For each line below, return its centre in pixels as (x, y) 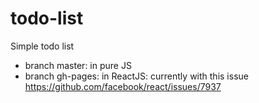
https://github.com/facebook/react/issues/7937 (123, 86)
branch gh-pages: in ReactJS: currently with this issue (136, 76)
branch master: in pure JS (78, 65)
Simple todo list (42, 46)
